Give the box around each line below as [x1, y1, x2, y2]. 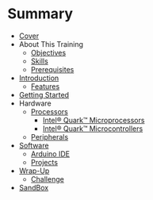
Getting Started [18, 90, 69, 99]
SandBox [18, 183, 49, 192]
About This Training [18, 39, 84, 48]
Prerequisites [30, 64, 75, 74]
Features [30, 81, 60, 91]
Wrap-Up [18, 166, 50, 175]
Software [18, 140, 49, 150]
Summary [7, 5, 73, 23]
